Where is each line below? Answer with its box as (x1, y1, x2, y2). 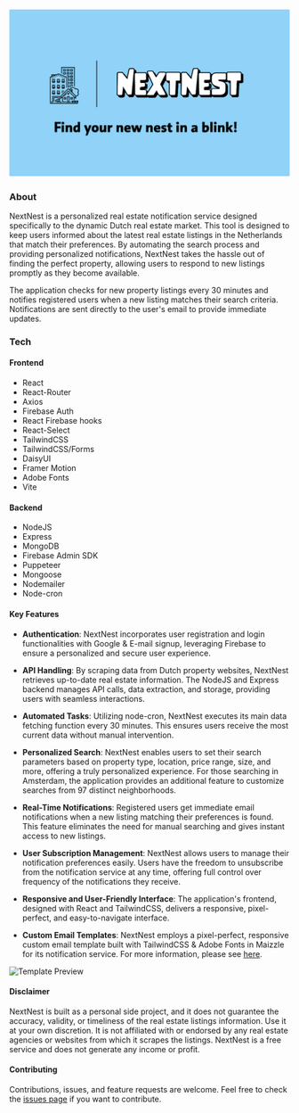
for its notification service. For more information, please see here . (21, 948, 263, 959)
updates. (9, 313, 42, 324)
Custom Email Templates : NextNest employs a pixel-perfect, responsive (21, 929, 289, 940)
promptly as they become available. (9, 268, 141, 278)
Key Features (9, 608, 60, 619)
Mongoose (21, 569, 62, 580)
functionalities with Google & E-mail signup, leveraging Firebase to (21, 638, 267, 648)
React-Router (21, 387, 71, 398)
